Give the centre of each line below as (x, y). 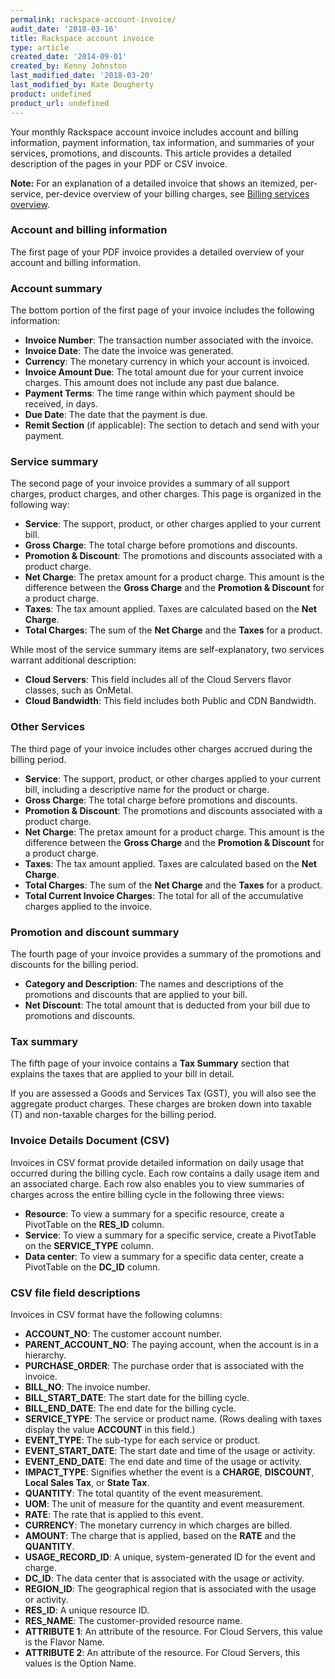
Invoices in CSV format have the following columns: (116, 1314)
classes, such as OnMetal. (79, 690)
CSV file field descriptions (75, 1293)
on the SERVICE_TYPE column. (89, 1245)
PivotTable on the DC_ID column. (92, 1267)
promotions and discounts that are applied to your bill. (136, 994)
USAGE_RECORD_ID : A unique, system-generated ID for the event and (170, 1557)
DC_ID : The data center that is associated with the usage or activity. (164, 1578)
